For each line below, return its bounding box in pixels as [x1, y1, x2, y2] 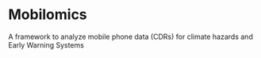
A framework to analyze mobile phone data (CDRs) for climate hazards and [8, 32, 254, 41]
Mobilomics [8, 6, 87, 24]
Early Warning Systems [8, 40, 85, 49]
